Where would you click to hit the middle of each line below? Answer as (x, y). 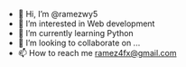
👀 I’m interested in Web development (86, 24)
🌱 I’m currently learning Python (75, 33)
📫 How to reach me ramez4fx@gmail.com (97, 53)
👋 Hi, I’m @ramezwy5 (58, 14)
